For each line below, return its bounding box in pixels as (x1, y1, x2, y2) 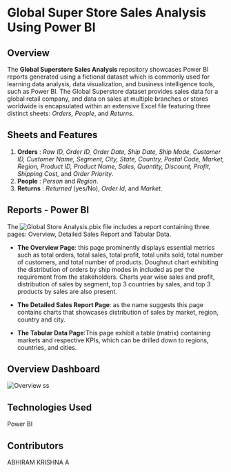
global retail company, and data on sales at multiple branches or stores (7, 95, 209, 103)
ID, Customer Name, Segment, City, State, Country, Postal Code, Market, (17, 155, 225, 163)
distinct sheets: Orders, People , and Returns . (7, 109, 134, 117)
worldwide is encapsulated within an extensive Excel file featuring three (7, 102, 211, 110)
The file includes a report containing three (7, 222, 210, 230)
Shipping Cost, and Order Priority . (17, 169, 114, 177)
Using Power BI (7, 19, 96, 35)
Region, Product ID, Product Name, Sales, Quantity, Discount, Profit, (17, 162, 211, 170)
